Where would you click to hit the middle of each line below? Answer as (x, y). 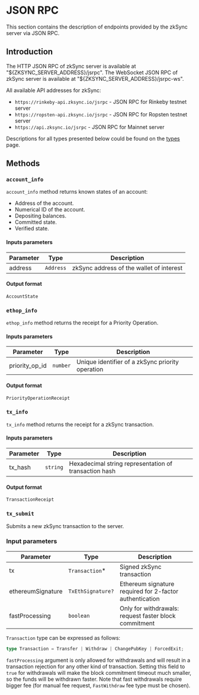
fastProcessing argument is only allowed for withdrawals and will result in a (98, 660)
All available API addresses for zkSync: (54, 90)
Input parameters (32, 541)
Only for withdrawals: (149, 608)
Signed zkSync (140, 567)
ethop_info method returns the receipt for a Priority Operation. (82, 323)
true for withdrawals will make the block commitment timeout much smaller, (99, 672)
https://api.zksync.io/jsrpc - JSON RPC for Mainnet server (89, 127)
